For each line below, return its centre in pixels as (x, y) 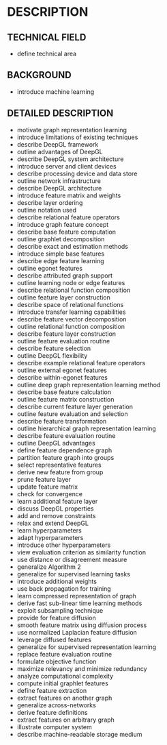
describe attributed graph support (64, 276)
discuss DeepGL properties (55, 509)
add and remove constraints (56, 515)
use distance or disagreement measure (72, 559)
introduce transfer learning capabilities (71, 312)
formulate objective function (57, 661)
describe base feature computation (66, 232)
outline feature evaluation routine (63, 341)
